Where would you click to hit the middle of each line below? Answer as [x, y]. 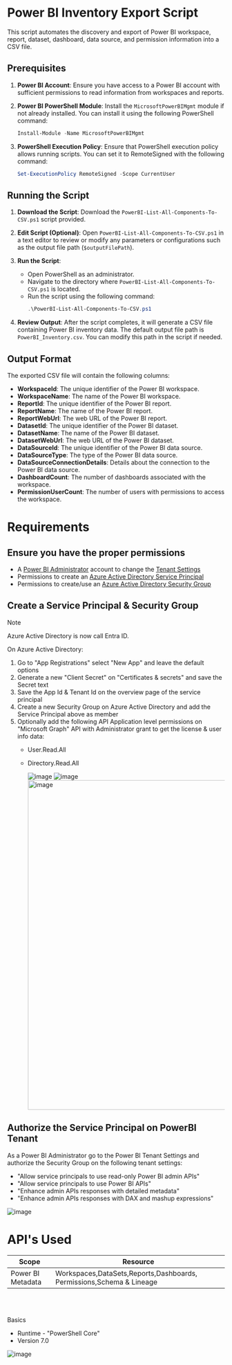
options [28, 670]
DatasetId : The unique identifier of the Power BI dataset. [98, 426]
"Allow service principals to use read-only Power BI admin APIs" [108, 1176]
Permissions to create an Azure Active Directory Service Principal [110, 577]
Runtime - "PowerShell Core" [58, 1333]
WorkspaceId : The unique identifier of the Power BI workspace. [108, 389]
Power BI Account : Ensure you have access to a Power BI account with [118, 85]
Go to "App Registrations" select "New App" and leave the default [110, 662]
